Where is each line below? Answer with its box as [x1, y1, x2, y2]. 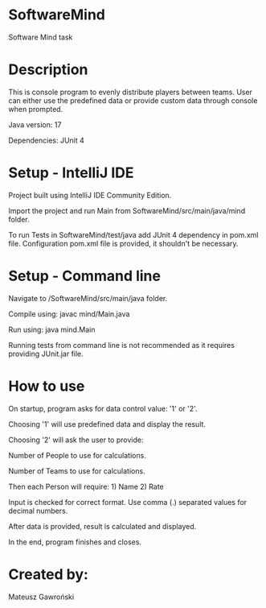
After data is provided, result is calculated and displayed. [8, 521, 197, 531]
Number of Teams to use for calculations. [8, 465, 146, 476]
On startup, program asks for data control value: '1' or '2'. [8, 403, 198, 413]
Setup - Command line [8, 267, 161, 285]
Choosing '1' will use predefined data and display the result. [8, 419, 207, 428]
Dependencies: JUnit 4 [8, 135, 84, 145]
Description [8, 60, 88, 79]
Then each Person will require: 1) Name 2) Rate [8, 482, 165, 491]
